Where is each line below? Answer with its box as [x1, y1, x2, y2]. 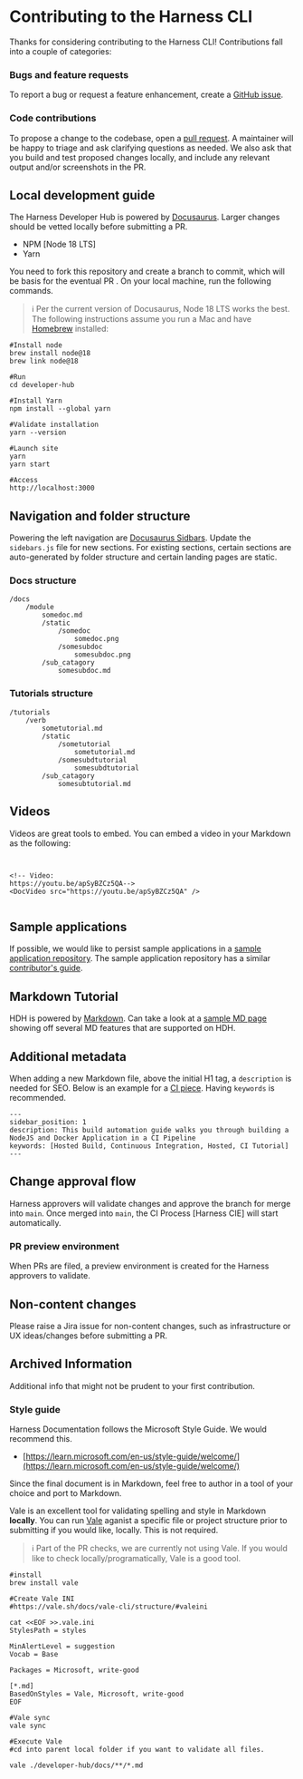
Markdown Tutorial [9, 988, 119, 1004]
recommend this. [9, 1434, 72, 1444]
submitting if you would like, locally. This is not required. [9, 1525, 219, 1536]
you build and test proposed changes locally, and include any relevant [9, 151, 270, 162]
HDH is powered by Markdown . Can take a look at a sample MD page [9, 1013, 267, 1024]
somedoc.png [73, 635, 119, 644]
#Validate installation [9, 420, 99, 430]
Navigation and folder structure [9, 508, 191, 523]
